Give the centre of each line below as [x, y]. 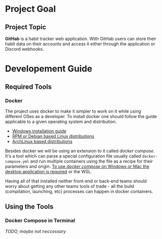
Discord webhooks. [24, 49]
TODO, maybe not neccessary [35, 231]
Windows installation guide [39, 131]
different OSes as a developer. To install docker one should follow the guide [81, 116]
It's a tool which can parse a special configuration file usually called [73, 156]
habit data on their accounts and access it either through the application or [80, 44]
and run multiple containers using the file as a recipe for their [91, 161]
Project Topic [26, 27]
